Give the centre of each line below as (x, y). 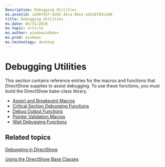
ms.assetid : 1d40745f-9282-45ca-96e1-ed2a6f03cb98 (59, 14)
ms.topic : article (24, 28)
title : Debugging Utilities (34, 19)
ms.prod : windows (23, 38)
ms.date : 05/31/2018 (27, 24)
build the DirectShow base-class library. (46, 91)
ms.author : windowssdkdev (32, 33)
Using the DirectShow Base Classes (42, 159)
